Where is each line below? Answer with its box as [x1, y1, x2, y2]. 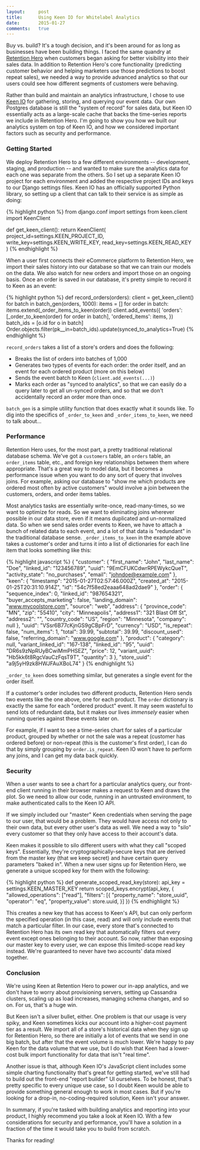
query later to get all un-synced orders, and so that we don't [14, 387, 164, 394]
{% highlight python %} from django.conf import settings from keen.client [6, 208, 188, 215]
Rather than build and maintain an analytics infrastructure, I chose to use [6, 92, 185, 99]
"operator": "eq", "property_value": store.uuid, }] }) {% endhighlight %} [6, 898, 180, 905]
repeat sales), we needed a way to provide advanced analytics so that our [6, 74, 188, 81]
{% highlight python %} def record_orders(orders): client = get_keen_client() [6, 294, 194, 301]
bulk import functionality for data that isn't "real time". [18, 1051, 150, 1058]
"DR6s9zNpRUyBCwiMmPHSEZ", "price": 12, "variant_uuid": [6, 647, 155, 654]
